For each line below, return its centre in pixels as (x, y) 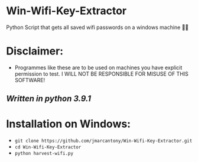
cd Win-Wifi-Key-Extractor (48, 147)
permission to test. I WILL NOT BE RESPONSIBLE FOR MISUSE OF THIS (102, 74)
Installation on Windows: (69, 124)
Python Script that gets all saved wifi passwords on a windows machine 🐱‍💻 (98, 27)
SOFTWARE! (30, 80)
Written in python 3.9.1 (49, 99)
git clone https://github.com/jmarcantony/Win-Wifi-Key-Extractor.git (103, 141)
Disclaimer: (35, 51)
